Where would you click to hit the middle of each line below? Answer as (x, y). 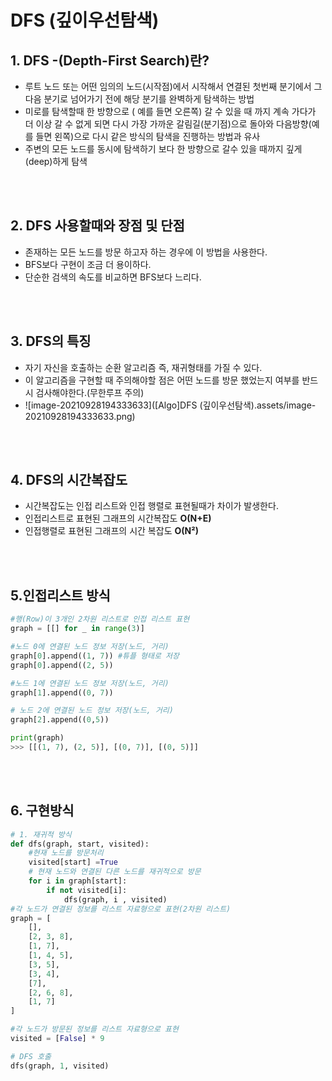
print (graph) (37, 738)
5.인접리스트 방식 (60, 595)
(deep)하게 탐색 (56, 161)
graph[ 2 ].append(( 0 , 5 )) (60, 720)
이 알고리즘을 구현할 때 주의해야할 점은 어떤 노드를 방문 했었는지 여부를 (162, 380)
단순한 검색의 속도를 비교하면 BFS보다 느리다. (113, 277)
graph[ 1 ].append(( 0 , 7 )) (62, 692)
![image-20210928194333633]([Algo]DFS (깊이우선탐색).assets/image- (170, 405)
